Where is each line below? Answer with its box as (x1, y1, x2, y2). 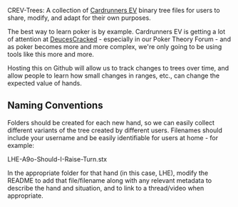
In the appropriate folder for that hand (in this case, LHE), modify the (7, 169, 209, 177)
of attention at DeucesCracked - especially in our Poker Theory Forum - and (7, 35, 232, 43)
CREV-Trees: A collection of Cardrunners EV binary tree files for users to (7, 6, 220, 14)
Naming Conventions (7, 100, 103, 112)
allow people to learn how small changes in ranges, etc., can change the (7, 71, 219, 80)
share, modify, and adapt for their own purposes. (7, 14, 151, 22)
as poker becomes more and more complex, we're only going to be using (7, 43, 222, 51)
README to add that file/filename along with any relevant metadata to (7, 176, 212, 184)
